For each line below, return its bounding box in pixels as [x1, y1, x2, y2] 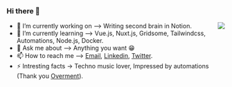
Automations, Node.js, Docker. [16, 37, 104, 45]
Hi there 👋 [6, 6, 41, 16]
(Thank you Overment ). [16, 72, 84, 80]
